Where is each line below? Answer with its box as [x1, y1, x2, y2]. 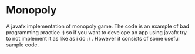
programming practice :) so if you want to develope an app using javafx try [6, 28, 187, 35]
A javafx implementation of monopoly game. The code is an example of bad [6, 23, 190, 30]
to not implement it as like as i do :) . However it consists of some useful [6, 35, 180, 42]
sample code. [6, 41, 39, 48]
